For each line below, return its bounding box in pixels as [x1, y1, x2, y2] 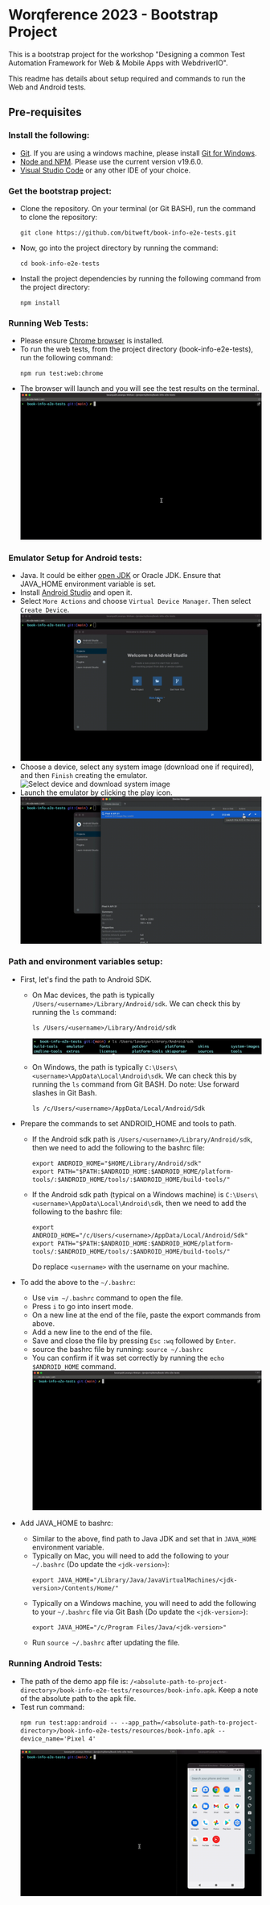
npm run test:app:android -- [19, 1719, 118, 1727]
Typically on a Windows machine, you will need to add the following [31, 1599, 257, 1608]
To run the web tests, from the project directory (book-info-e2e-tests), [19, 344, 254, 354]
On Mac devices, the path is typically [31, 990, 155, 1000]
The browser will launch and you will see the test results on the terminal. [19, 384, 260, 393]
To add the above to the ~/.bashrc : [19, 1278, 136, 1287]
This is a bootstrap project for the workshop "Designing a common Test [8, 49, 245, 59]
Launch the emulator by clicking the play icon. [19, 788, 173, 797]
